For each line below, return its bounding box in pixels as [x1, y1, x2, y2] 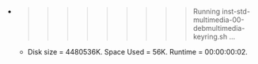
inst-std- [221, 7, 251, 16]
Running [192, 7, 221, 16]
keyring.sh [192, 32, 228, 41]
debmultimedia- [192, 24, 245, 32]
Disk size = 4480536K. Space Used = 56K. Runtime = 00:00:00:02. [27, 47, 248, 56]
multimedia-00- [192, 15, 245, 24]
